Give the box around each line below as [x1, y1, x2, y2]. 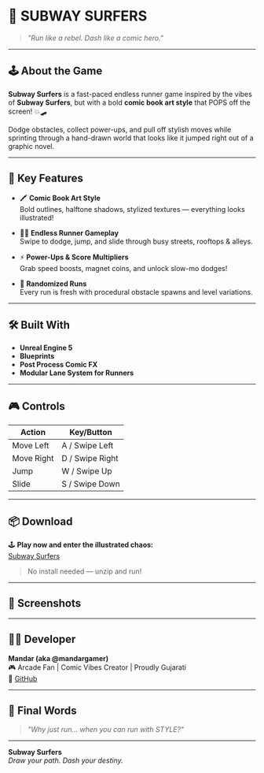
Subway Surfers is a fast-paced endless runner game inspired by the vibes [8, 89, 253, 98]
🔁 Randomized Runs [19, 279, 87, 288]
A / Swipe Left [61, 440, 114, 452]
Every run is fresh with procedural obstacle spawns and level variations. [19, 287, 253, 296]
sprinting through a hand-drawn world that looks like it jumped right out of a [8, 133, 254, 143]
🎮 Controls [8, 400, 65, 413]
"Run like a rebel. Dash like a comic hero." [27, 33, 163, 43]
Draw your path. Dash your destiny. [8, 756, 123, 765]
